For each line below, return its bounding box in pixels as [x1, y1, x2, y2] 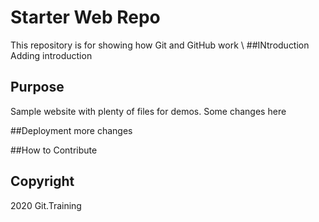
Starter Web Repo [10, 6, 161, 29]
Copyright [10, 173, 75, 190]
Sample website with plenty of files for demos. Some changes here [10, 105, 287, 117]
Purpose [10, 79, 65, 96]
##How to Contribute [10, 144, 98, 156]
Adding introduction [10, 49, 93, 61]
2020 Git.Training [10, 199, 82, 211]
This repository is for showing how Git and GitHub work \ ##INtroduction [10, 39, 310, 51]
